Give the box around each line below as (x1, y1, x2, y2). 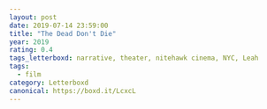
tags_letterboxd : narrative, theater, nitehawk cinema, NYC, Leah (9, 54, 259, 62)
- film (17, 70, 42, 79)
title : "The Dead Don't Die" (9, 29, 117, 38)
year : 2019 (9, 37, 50, 47)
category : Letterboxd (9, 78, 89, 87)
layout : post (9, 12, 57, 22)
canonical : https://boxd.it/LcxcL (9, 86, 137, 95)
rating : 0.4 (9, 46, 53, 54)
